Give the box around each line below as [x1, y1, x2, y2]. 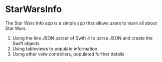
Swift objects [12, 40, 40, 46]
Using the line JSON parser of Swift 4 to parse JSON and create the [12, 35, 153, 41]
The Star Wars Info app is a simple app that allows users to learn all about [5, 20, 157, 26]
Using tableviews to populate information [12, 45, 98, 51]
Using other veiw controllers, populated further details [12, 51, 124, 57]
